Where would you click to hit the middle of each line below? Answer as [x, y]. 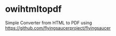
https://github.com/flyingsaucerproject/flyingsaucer [58, 28]
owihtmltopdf [34, 9]
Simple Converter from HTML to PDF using [49, 23]
